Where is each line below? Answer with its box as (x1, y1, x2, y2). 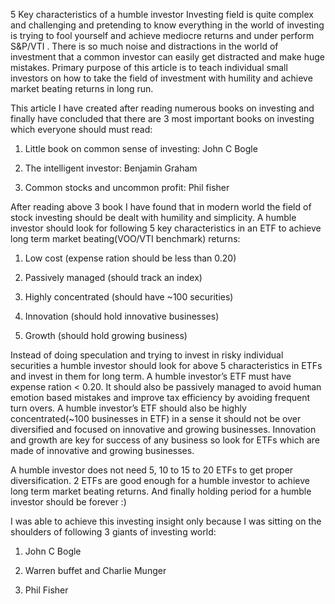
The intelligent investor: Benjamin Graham (24, 162, 198, 174)
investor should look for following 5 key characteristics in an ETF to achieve (10, 222, 322, 234)
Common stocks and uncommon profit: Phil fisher (24, 182, 230, 193)
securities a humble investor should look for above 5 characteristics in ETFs (10, 360, 323, 371)
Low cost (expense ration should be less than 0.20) (24, 252, 237, 264)
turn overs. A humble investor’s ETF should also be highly (10, 402, 247, 414)
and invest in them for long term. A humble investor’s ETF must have (10, 370, 292, 382)
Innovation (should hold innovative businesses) (24, 310, 220, 322)
